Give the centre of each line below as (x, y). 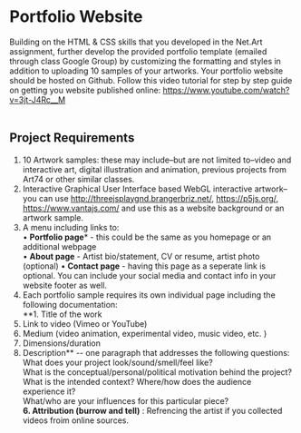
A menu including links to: (71, 227)
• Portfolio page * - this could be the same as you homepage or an (147, 237)
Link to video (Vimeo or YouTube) (85, 323)
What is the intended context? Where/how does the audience (137, 381)
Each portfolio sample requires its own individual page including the (149, 295)
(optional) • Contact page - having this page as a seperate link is (144, 266)
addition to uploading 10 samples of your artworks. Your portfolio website (146, 71)
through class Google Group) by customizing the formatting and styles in (145, 61)
